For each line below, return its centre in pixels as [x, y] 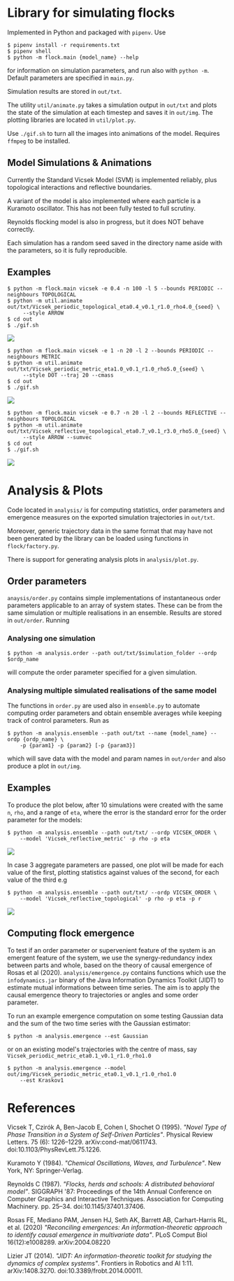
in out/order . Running [38, 621]
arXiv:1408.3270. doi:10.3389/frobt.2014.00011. [75, 1271]
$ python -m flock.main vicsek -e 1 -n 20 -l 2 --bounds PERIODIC [106, 351]
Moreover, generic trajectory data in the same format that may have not [110, 531]
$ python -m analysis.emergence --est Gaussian [78, 1036]
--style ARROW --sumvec [57, 437]
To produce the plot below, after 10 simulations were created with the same [115, 805]
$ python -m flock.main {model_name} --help [73, 57]
